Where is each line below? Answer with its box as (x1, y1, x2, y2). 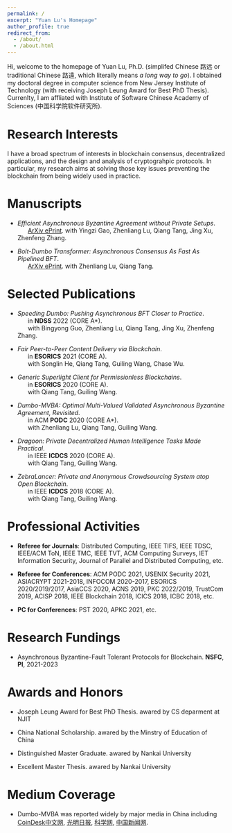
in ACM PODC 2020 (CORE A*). (27, 416, 119, 424)
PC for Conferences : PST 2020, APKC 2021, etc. (17, 605, 157, 614)
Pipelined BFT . (17, 254, 59, 262)
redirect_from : (7, 29, 51, 37)
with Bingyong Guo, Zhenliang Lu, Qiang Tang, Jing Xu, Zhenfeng (27, 323, 215, 332)
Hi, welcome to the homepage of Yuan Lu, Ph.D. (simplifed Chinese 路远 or (7, 62, 220, 70)
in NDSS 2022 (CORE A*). (27, 317, 102, 325)
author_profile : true (7, 23, 70, 30)
